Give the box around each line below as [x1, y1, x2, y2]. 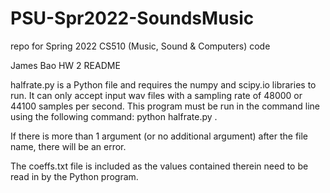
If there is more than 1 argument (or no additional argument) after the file [10, 130, 309, 142]
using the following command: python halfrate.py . [10, 110, 218, 122]
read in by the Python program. [10, 170, 139, 182]
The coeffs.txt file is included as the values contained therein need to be [10, 160, 309, 172]
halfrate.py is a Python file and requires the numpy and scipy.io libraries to [10, 78, 317, 91]
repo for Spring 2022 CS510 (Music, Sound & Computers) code [10, 40, 271, 52]
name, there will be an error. [10, 140, 127, 152]
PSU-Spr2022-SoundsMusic [10, 7, 255, 30]
